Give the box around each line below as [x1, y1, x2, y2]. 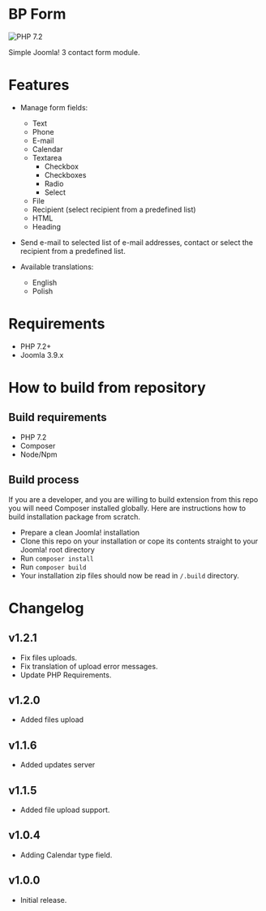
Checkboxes [44, 170, 87, 179]
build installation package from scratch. [8, 512, 140, 522]
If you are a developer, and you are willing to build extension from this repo [8, 494, 259, 504]
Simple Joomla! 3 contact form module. [8, 47, 140, 57]
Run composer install [19, 553, 94, 563]
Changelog [8, 599, 84, 617]
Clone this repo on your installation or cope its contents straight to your [19, 536, 259, 546]
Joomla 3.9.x [19, 350, 64, 359]
